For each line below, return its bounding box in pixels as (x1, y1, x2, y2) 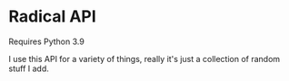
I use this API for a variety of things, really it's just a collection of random (8, 53, 281, 64)
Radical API (8, 6, 96, 27)
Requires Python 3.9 (8, 36, 85, 47)
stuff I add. (8, 63, 49, 74)
